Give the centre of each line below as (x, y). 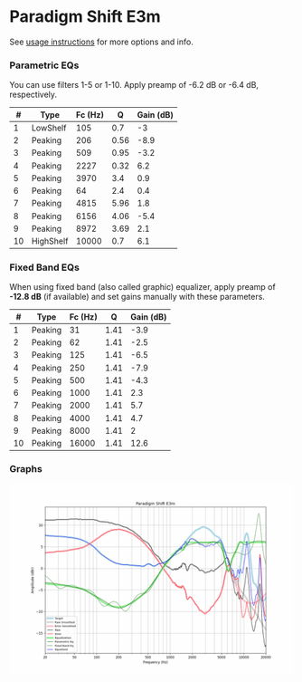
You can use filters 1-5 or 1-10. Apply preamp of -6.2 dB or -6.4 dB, (134, 85)
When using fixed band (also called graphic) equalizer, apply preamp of (142, 287)
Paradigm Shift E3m (85, 17)
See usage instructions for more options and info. (102, 42)
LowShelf (49, 128)
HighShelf (50, 241)
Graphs (26, 469)
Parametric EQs (44, 65)
